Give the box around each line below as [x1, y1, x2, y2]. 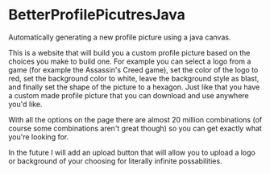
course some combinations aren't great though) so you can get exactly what [8, 123, 262, 133]
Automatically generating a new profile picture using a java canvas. [8, 32, 231, 42]
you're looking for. [8, 131, 69, 142]
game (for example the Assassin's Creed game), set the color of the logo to [8, 64, 259, 74]
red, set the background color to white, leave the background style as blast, [8, 73, 260, 83]
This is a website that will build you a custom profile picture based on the [8, 48, 251, 57]
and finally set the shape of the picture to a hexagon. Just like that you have [8, 82, 260, 92]
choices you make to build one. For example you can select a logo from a [8, 56, 251, 66]
